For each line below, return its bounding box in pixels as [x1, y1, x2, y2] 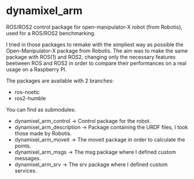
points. [14, 142, 32, 149]
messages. [14, 154, 41, 161]
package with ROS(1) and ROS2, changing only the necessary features [6, 53, 176, 60]
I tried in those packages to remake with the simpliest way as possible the [6, 41, 184, 48]
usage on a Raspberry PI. [6, 66, 67, 73]
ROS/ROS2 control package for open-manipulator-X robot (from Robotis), [6, 23, 183, 30]
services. [14, 167, 37, 174]
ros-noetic [14, 88, 40, 95]
